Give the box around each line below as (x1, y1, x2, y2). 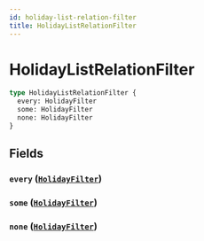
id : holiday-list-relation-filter (9, 12, 137, 22)
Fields (9, 146, 44, 161)
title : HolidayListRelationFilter (9, 21, 137, 30)
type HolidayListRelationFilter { (9, 89, 137, 97)
